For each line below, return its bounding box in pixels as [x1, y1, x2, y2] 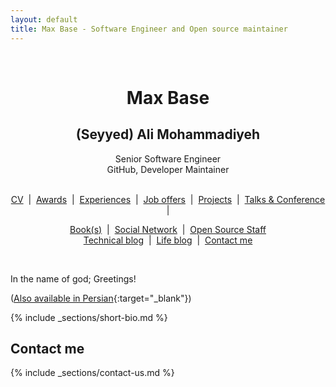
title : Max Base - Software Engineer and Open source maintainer [10, 24, 288, 34]
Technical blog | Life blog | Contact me [83, 234, 253, 246]
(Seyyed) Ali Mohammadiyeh [75, 126, 261, 143]
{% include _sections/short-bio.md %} [10, 311, 168, 323]
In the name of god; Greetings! [10, 272, 137, 285]
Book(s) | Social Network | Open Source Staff [69, 223, 267, 235]
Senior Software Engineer [114, 152, 222, 165]
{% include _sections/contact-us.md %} [10, 367, 175, 379]
